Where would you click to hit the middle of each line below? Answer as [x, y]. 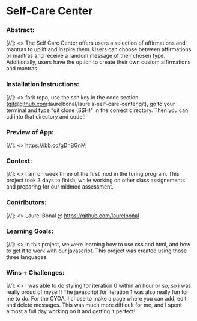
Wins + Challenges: [35, 272]
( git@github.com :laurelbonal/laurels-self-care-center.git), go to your [91, 104]
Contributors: [26, 202]
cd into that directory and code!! [46, 116]
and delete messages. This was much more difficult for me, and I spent [94, 305]
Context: [19, 161]
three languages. [27, 257]
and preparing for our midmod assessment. [60, 187]
